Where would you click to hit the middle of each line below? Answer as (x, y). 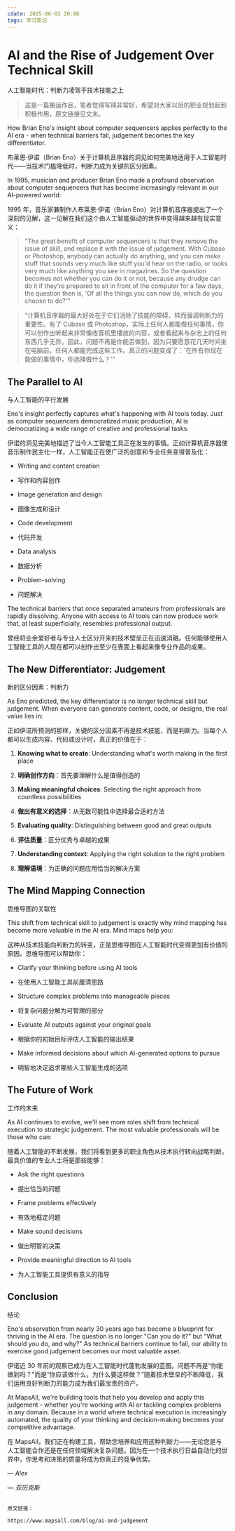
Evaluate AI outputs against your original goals (84, 1024)
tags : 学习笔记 (27, 20)
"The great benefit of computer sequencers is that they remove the (121, 241)
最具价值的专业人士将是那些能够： (56, 1160)
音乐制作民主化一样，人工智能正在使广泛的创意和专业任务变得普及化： (108, 452)
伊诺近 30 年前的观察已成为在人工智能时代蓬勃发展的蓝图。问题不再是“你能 (115, 1365)
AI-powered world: (34, 195)
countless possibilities (49, 797)
